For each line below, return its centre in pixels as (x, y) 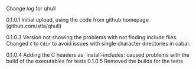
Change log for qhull (31, 8)
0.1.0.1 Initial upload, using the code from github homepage (78, 20)
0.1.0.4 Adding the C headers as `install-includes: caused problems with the (98, 55)
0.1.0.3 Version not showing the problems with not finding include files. (92, 37)
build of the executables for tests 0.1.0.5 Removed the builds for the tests (94, 61)
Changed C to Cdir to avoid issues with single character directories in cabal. (98, 44)
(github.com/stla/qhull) (34, 26)
